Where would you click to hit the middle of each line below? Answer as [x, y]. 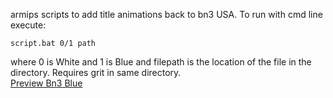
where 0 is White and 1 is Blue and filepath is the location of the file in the [161, 62]
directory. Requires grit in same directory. [96, 72]
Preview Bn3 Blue [46, 83]
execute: [28, 25]
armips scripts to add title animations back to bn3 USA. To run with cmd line [166, 14]
